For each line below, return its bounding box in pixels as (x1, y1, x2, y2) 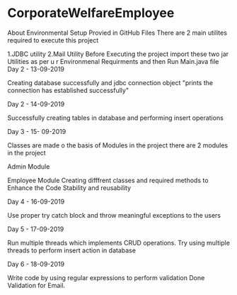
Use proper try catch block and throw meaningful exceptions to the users (7, 211, 221, 219)
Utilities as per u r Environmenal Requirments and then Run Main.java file (7, 57, 219, 65)
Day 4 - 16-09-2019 (7, 197, 65, 206)
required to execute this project (7, 35, 99, 44)
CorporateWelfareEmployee (7, 5, 175, 21)
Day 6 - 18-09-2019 (7, 260, 65, 268)
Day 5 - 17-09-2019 (7, 225, 64, 233)
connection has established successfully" (7, 86, 129, 94)
